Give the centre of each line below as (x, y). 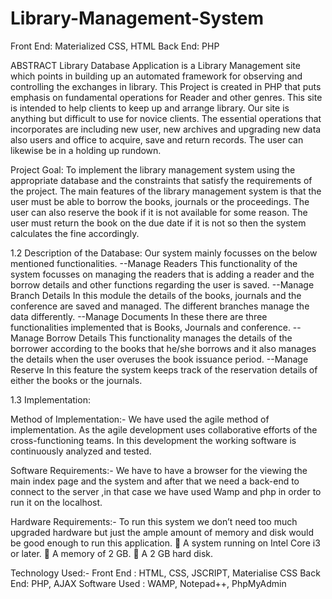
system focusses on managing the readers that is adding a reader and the (162, 274)
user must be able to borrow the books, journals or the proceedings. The (160, 201)
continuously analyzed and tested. (81, 451)
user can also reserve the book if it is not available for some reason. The (159, 212)
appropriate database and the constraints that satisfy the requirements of (161, 180)
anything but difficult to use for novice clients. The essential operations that (166, 118)
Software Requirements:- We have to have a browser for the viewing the (159, 470)
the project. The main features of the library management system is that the (166, 191)
